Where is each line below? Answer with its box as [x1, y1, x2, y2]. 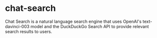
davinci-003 [5, 23, 30, 29]
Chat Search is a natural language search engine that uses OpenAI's [5, 19, 142, 24]
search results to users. [5, 28, 52, 34]
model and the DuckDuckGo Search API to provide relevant [30, 23, 149, 29]
